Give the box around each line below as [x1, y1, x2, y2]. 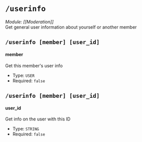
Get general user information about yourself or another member [5, 24, 137, 30]
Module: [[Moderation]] [5, 19, 54, 25]
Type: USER [12, 72, 35, 78]
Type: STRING [12, 126, 39, 132]
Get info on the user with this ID [5, 116, 71, 122]
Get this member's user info [5, 62, 63, 69]
